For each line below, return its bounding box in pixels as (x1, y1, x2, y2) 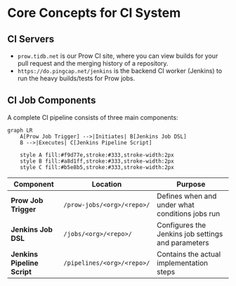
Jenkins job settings (157, 229, 223, 239)
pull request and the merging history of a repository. (17, 59, 169, 68)
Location (91, 179, 122, 189)
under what (157, 199, 195, 209)
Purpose (176, 179, 206, 189)
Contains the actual (157, 249, 221, 259)
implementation (157, 258, 209, 268)
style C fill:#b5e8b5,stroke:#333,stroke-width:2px (20, 163, 174, 170)
